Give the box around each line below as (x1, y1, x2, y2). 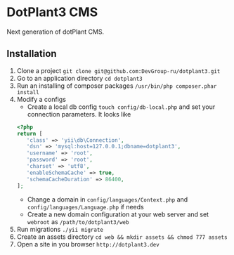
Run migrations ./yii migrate (16, 225, 103, 233)
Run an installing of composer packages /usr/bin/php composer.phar (16, 81, 217, 90)
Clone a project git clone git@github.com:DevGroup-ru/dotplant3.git (16, 66, 221, 74)
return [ (16, 130, 43, 137)
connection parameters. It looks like (27, 110, 131, 118)
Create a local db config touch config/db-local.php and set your (27, 103, 216, 111)
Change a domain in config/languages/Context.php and (27, 195, 188, 204)
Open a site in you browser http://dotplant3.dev (16, 240, 160, 248)
